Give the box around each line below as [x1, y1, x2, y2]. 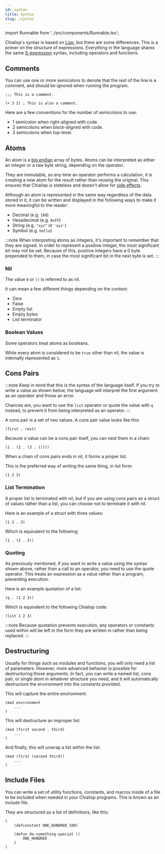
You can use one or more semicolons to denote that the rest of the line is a [5, 78, 157, 83]
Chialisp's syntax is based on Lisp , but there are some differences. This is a [5, 39, 159, 45]
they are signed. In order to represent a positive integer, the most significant [5, 242, 159, 248]
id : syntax [5, 7, 28, 12]
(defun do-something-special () [14, 831, 80, 837]
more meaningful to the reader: [5, 202, 68, 208]
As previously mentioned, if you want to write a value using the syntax [5, 561, 148, 566]
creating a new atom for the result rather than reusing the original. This [5, 177, 149, 183]
